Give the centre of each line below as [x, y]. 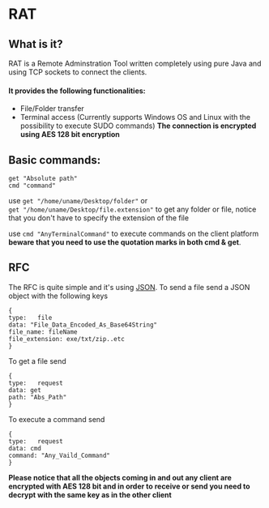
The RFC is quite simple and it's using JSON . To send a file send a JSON [129, 287]
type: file [30, 318]
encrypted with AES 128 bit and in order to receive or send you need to [129, 486]
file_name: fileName [43, 332]
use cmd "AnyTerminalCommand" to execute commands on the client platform [134, 234]
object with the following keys [58, 296]
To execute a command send [57, 419]
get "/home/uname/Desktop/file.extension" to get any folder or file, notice [132, 209]
